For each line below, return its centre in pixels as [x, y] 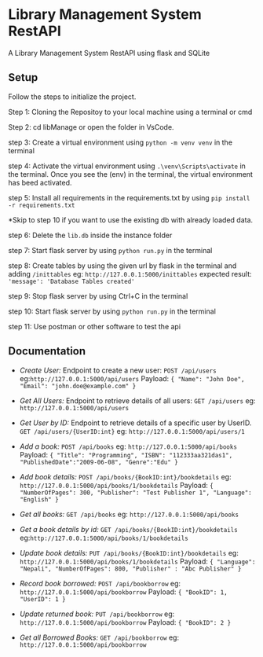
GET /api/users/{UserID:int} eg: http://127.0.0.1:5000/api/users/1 [132, 431]
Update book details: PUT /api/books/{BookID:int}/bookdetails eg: [129, 552]
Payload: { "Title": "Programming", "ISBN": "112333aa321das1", [126, 454]
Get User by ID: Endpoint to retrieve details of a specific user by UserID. [135, 423]
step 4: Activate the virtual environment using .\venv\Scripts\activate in [127, 166]
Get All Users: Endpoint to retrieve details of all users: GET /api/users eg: [137, 400]
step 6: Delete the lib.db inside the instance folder [90, 235]
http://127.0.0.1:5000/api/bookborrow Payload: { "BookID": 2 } [125, 622]
